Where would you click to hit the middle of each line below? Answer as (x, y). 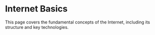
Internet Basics (36, 9)
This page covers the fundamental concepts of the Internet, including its (77, 22)
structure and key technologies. (37, 27)
